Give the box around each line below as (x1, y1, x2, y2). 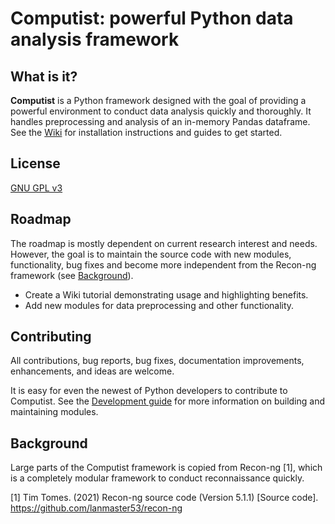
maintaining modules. (10, 406, 99, 418)
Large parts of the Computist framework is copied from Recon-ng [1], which (10, 462, 323, 474)
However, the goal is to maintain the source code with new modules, (10, 248, 292, 260)
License (10, 155, 61, 172)
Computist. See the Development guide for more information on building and (10, 395, 325, 407)
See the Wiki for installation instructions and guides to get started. (10, 127, 283, 138)
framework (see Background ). (10, 269, 134, 281)
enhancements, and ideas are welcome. (10, 365, 175, 377)
